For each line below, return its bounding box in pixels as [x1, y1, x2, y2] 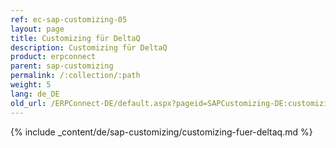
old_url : [10, 98, 47, 108]
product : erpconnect [10, 52, 97, 62]
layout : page [10, 24, 65, 34]
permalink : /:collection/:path [10, 71, 141, 81]
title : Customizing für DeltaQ [10, 33, 141, 43]
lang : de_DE [10, 89, 60, 99]
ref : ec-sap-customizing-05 [10, 14, 128, 25]
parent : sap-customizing [10, 61, 114, 71]
